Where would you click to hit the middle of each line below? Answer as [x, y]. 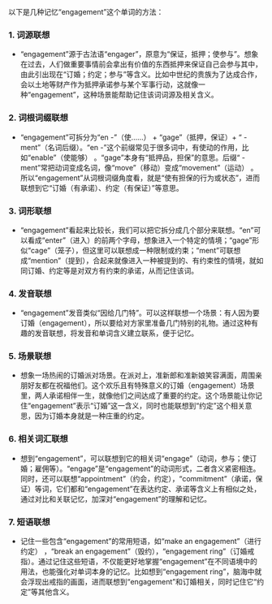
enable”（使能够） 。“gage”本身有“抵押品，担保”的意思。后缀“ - [138, 157]
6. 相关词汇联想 [39, 439]
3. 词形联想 [30, 211]
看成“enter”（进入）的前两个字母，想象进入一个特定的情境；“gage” [140, 240]
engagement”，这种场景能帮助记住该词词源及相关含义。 [125, 95]
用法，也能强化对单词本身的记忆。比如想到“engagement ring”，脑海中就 [141, 572]
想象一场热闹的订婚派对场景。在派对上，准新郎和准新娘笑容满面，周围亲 [141, 375]
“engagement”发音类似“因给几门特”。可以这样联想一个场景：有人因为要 [140, 313]
